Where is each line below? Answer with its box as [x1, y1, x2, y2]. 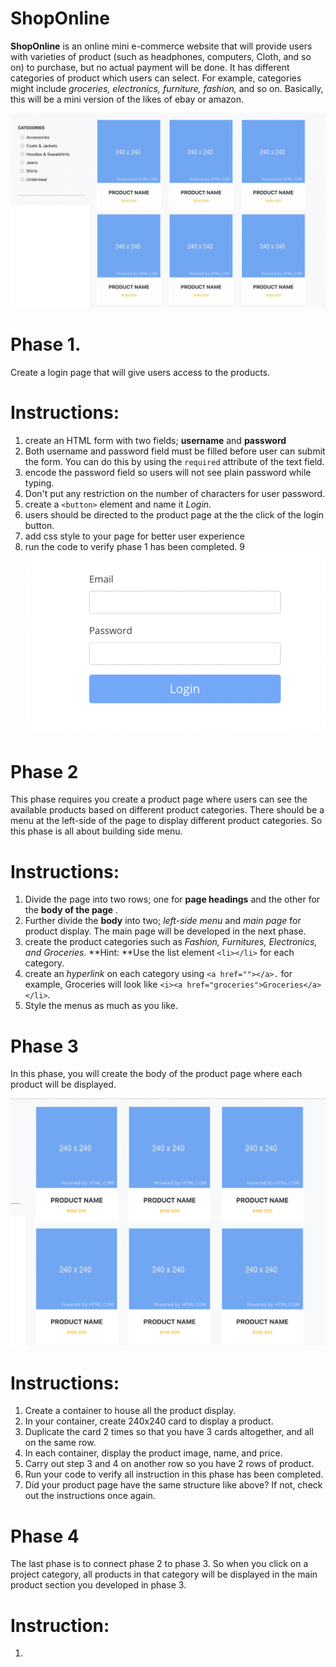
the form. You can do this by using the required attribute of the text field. [24, 455, 325, 467]
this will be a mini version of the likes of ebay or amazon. [10, 93, 245, 105]
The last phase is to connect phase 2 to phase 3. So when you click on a [10, 1558, 309, 1570]
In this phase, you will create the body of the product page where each [10, 1068, 303, 1080]
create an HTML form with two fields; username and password [24, 434, 287, 446]
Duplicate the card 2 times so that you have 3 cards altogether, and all [24, 1426, 314, 1438]
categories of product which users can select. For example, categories [10, 72, 302, 84]
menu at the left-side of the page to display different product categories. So [10, 815, 323, 827]
